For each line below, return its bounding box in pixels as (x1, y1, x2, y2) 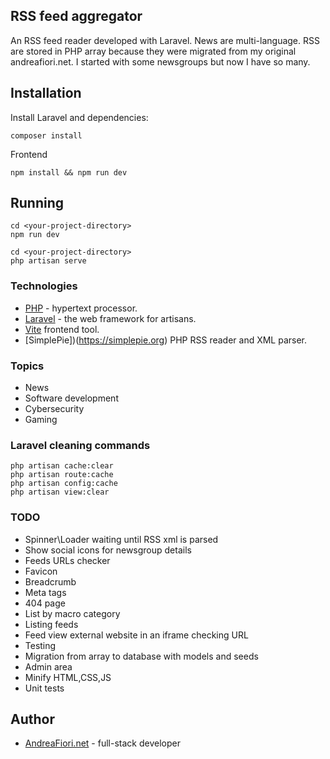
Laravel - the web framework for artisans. (24, 312, 197, 324)
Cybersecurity (24, 403, 85, 415)
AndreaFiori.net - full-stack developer (24, 737, 181, 749)
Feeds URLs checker (24, 554, 111, 566)
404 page (24, 597, 66, 609)
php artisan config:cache (10, 479, 118, 489)
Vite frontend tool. (24, 323, 100, 335)
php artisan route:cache (10, 470, 114, 480)
